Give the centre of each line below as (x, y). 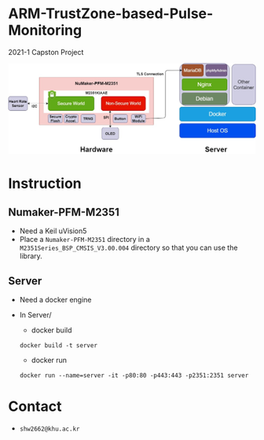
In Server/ (35, 315)
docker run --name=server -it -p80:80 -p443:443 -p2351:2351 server (134, 376)
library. (31, 256)
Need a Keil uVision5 (53, 231)
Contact (35, 407)
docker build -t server (59, 346)
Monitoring (45, 30)
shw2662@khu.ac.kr (49, 429)
